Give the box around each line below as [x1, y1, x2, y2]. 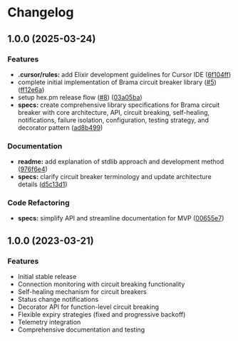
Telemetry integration [17, 318, 81, 327]
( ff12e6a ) [17, 85, 45, 93]
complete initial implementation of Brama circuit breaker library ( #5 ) [17, 78, 217, 86]
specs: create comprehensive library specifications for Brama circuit [17, 101, 220, 109]
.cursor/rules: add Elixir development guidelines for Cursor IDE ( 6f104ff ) [17, 70, 232, 78]
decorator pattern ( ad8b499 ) [17, 123, 103, 132]
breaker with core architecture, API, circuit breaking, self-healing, [17, 108, 210, 116]
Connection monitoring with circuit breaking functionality [17, 280, 185, 289]
